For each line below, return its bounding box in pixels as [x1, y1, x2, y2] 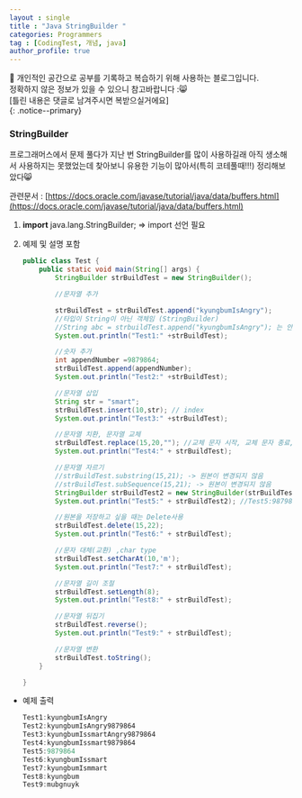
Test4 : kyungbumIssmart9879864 [22, 739, 137, 748]
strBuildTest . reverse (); [55, 621, 148, 630]
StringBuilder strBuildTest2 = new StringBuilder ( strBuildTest [55, 488, 297, 497]
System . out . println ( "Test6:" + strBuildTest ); [55, 530, 233, 539]
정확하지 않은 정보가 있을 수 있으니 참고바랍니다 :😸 [9, 84, 188, 95]
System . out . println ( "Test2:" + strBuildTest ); [55, 373, 229, 382]
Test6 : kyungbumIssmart [22, 755, 108, 764]
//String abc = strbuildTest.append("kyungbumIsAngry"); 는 [55, 322, 283, 331]
